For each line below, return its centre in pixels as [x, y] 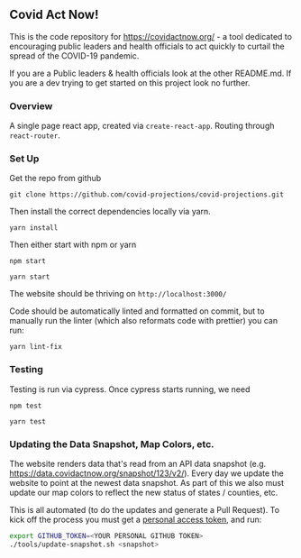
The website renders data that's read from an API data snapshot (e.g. [138, 464]
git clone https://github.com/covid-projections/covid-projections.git [146, 195]
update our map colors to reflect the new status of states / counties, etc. [144, 492]
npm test [26, 406]
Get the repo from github [55, 178]
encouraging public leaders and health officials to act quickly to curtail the [147, 46]
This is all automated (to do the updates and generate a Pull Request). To [145, 510]
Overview [31, 105]
